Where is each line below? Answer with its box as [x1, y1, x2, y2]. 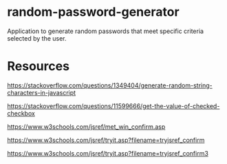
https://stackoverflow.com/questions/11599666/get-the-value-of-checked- [7, 101, 220, 110]
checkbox [7, 109, 36, 117]
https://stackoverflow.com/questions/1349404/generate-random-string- [7, 81, 213, 90]
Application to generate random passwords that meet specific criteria [7, 27, 204, 35]
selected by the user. [7, 34, 67, 42]
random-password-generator [7, 4, 180, 20]
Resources [7, 59, 70, 74]
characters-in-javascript [7, 88, 76, 96]
